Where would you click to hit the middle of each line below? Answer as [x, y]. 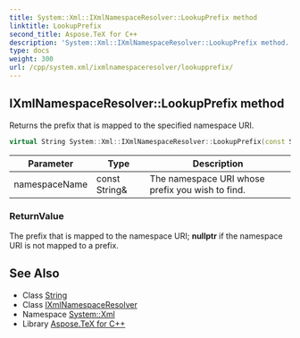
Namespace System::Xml [69, 314]
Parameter [51, 164]
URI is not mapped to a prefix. [64, 245]
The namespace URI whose [207, 178]
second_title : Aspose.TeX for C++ [74, 34]
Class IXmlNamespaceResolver [80, 304]
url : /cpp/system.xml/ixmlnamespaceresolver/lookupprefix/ [121, 68]
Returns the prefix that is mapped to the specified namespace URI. [132, 125]
